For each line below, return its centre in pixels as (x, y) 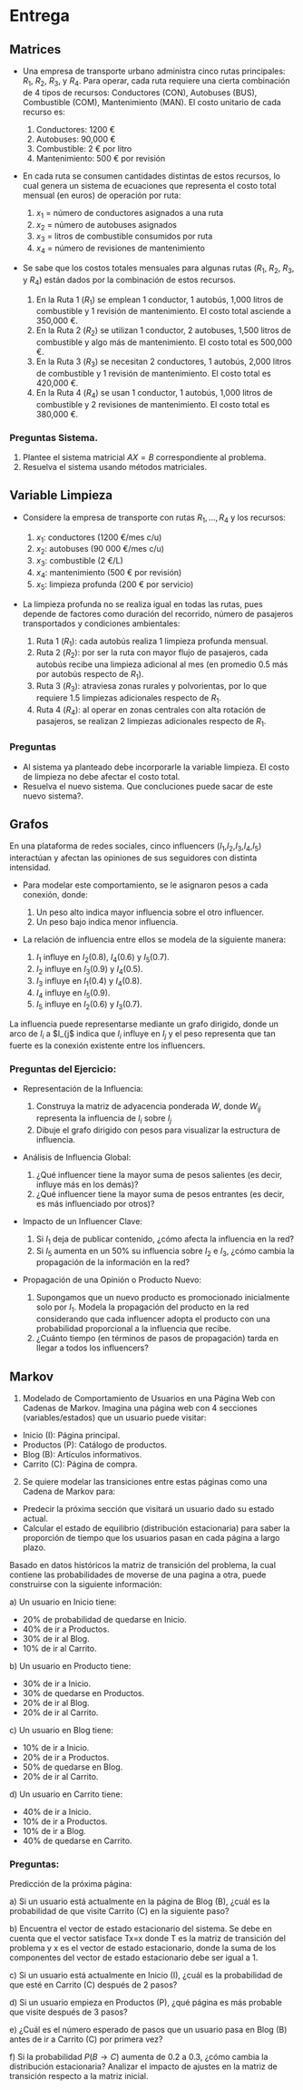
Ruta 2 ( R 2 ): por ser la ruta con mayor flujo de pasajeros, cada (152, 654)
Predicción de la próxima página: (71, 1884)
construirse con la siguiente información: (86, 1585)
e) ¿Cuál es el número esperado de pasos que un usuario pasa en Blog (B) (148, 2030)
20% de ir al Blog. (56, 1703)
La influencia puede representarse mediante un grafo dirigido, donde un (144, 1024)
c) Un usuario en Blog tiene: (61, 1731)
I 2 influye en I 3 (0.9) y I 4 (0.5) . (89, 970)
